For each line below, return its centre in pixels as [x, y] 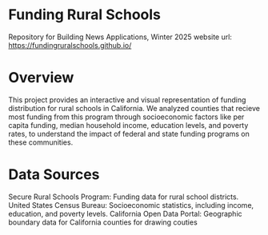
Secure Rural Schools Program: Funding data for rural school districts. [124, 197]
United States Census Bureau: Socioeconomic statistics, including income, [131, 205]
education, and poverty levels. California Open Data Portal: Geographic [125, 213]
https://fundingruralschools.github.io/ [70, 45]
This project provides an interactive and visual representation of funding [127, 100]
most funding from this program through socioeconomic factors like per [126, 117]
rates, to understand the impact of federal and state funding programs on [129, 133]
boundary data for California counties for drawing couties [103, 222]
